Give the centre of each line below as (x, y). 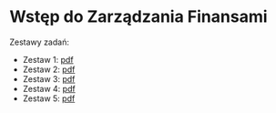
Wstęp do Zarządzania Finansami (138, 17)
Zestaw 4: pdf (49, 88)
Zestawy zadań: (40, 42)
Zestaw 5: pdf (49, 98)
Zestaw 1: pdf (48, 59)
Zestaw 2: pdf (49, 69)
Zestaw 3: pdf (49, 78)
